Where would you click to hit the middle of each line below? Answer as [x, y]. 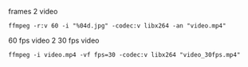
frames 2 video [33, 11]
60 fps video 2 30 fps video [54, 40]
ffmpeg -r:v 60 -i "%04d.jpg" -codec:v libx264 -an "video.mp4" [117, 26]
